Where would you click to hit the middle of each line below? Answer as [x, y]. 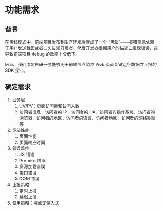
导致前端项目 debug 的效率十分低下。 [42, 54]
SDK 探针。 [16, 70]
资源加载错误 [32, 166]
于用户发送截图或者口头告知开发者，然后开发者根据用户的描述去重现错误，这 [81, 48]
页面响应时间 [32, 142]
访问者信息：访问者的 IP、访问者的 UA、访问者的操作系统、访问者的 [87, 112]
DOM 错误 [29, 178]
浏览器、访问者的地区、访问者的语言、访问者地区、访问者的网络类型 [87, 118]
